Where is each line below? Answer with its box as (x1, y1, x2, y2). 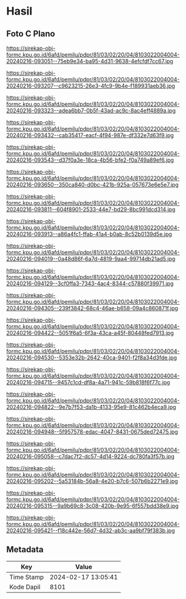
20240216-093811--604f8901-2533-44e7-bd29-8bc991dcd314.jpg (6, 206, 176, 213)
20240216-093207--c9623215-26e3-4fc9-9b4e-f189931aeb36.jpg (6, 82, 175, 89)
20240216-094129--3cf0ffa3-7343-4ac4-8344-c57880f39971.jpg (6, 280, 174, 287)
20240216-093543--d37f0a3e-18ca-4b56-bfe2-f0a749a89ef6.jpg (6, 156, 174, 164)
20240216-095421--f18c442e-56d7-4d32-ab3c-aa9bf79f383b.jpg (6, 527, 175, 534)
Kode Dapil (9, 583, 41, 591)
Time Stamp (9, 573, 44, 581)
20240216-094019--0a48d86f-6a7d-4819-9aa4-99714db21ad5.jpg (6, 255, 176, 262)
